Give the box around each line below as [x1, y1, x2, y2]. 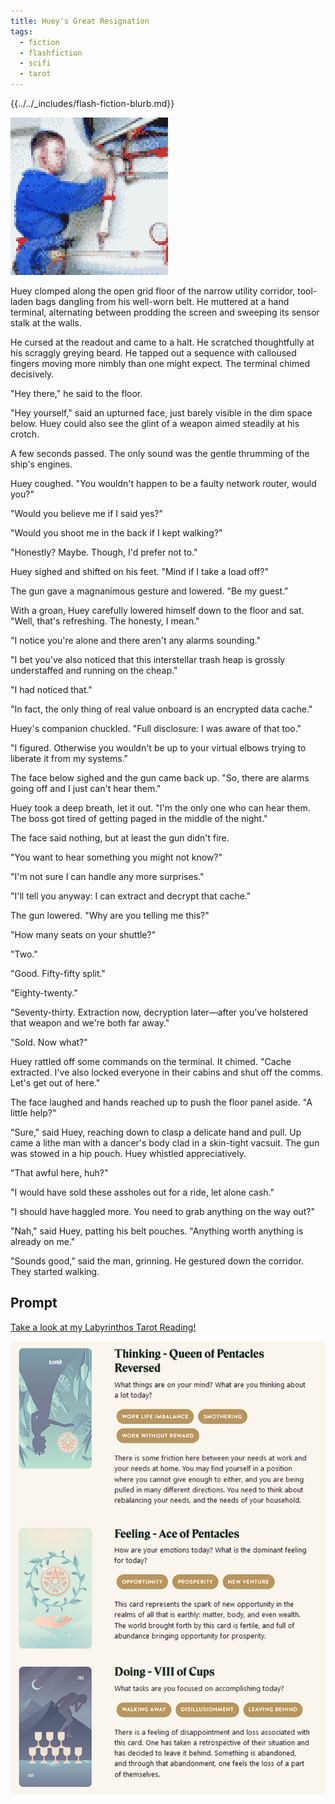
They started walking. [10, 1266, 100, 1277]
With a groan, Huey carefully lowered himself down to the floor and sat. [10, 605, 305, 616]
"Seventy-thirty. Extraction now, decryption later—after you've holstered [10, 1006, 308, 1018]
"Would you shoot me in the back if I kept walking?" [10, 527, 223, 539]
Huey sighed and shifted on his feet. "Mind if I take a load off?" [10, 566, 269, 577]
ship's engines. [10, 458, 73, 470]
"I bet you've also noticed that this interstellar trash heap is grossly [10, 654, 286, 665]
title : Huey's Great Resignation [10, 16, 150, 26]
